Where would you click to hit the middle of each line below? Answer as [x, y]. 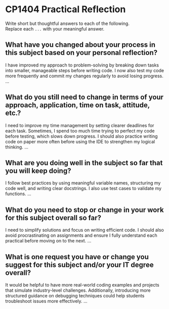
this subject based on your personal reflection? [81, 53]
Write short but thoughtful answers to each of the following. [68, 23]
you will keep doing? [38, 171]
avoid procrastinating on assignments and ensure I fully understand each [81, 235]
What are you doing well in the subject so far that [84, 163]
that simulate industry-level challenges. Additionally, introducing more [78, 290]
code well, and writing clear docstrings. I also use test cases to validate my [83, 189]
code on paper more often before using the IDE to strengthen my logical [80, 141]
